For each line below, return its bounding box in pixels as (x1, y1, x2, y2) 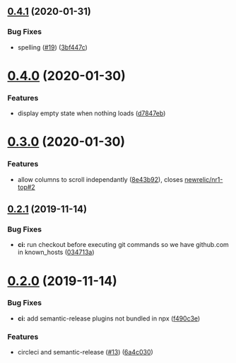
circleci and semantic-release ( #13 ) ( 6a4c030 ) (17, 348, 153, 357)
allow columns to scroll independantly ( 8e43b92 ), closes (17, 175, 184, 183)
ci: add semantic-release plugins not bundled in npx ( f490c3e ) (17, 314, 201, 323)
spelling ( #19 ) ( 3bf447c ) (17, 42, 88, 52)
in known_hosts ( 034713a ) (17, 248, 95, 257)
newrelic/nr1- (184, 175, 223, 183)
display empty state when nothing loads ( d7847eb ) (17, 109, 166, 117)
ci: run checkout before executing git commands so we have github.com (17, 241, 230, 249)
